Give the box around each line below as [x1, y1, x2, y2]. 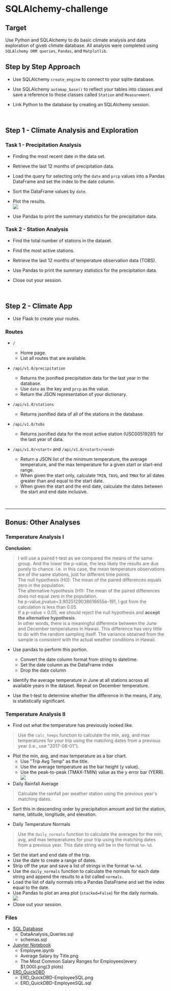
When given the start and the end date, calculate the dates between [20, 483, 163, 489]
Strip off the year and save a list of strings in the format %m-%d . [12, 862, 142, 869]
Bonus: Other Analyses [5, 518, 80, 527]
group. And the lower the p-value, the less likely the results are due [17, 560, 159, 566]
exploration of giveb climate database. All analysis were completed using [5, 42, 158, 49]
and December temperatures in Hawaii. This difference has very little [17, 626, 162, 632]
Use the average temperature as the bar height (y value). [20, 764, 139, 770]
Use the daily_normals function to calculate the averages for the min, [17, 831, 163, 837]
